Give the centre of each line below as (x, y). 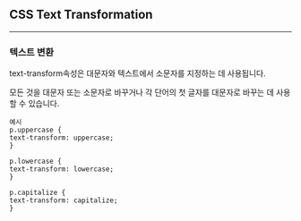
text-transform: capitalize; (64, 200)
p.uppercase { (36, 130)
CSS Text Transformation (81, 15)
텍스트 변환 (32, 52)
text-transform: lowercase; (62, 169)
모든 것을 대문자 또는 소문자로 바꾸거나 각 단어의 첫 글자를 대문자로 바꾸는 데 (142, 92)
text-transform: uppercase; (62, 138)
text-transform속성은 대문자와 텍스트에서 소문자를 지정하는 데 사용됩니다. (138, 73)
